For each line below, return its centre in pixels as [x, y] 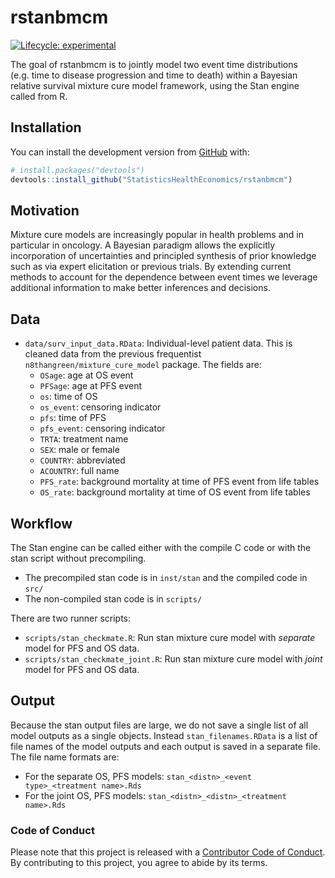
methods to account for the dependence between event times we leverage [164, 277]
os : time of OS [68, 397]
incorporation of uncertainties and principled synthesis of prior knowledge [163, 256]
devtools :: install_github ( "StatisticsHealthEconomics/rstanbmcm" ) [151, 179]
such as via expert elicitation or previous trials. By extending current [151, 267]
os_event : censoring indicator [100, 407]
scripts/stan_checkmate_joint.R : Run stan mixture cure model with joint [173, 658]
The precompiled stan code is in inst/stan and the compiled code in [166, 577]
